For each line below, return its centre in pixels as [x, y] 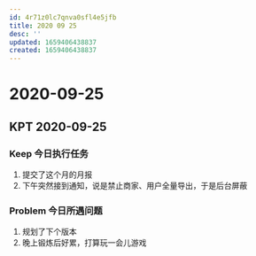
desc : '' [25, 34]
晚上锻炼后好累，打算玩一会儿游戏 [84, 243]
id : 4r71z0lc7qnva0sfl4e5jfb [63, 17]
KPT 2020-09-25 [58, 126]
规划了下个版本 [49, 232]
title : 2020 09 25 [43, 26]
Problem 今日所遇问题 [56, 211]
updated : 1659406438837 [53, 42]
